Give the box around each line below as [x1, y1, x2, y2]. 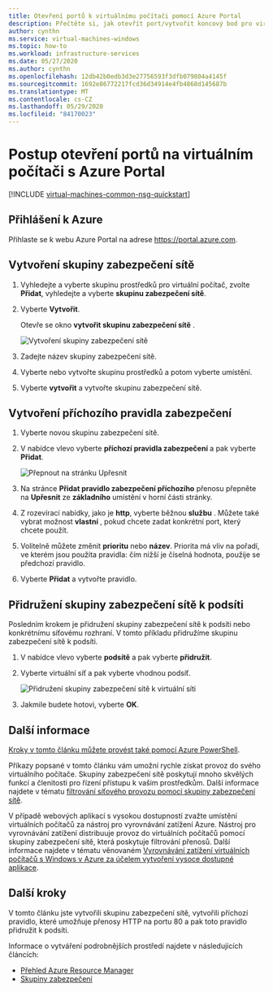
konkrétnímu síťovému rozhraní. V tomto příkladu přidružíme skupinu [8, 628, 238, 638]
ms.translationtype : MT [8, 87, 89, 96]
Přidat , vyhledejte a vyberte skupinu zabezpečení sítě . [19, 288, 206, 298]
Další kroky [8, 886, 67, 900]
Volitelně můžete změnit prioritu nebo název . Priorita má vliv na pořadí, [19, 542, 260, 551]
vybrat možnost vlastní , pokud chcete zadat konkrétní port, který [19, 517, 241, 527]
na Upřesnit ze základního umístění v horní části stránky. [19, 493, 213, 503]
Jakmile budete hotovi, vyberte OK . [19, 700, 140, 710]
